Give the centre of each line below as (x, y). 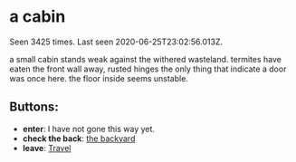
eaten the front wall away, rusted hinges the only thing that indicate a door (148, 69)
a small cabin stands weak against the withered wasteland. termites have (146, 59)
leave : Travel (47, 148)
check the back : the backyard (79, 138)
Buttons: (34, 107)
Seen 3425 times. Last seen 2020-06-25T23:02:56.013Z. (116, 42)
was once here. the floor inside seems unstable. (99, 78)
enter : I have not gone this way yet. (89, 129)
